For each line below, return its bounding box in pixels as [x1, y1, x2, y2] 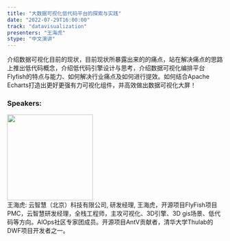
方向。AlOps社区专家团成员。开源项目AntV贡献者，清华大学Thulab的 [18, 218, 214, 227]
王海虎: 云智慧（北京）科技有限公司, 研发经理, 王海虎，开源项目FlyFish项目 [7, 200, 218, 209]
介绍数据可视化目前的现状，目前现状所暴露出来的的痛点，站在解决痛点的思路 [7, 56, 223, 64]
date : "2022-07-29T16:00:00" [7, 16, 90, 23]
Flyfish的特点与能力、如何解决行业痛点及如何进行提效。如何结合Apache [7, 73, 210, 81]
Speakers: [7, 99, 42, 108]
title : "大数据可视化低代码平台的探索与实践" [7, 10, 122, 17]
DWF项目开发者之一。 [7, 227, 70, 235]
